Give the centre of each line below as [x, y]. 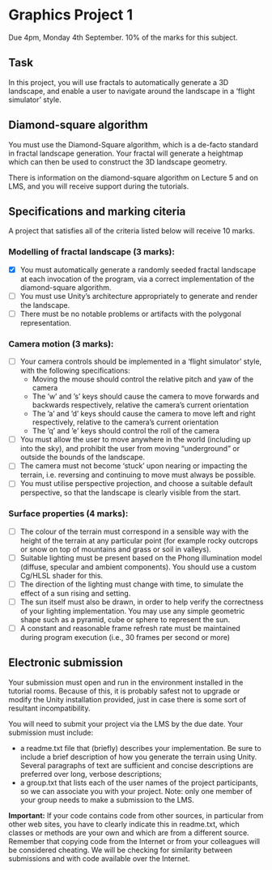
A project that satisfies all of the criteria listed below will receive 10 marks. [132, 231]
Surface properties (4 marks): [68, 514]
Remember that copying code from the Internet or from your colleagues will [134, 841]
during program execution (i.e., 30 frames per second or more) [125, 638]
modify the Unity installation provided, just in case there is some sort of [127, 699]
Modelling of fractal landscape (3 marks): [92, 252]
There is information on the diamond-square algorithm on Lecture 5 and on [134, 177]
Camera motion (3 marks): [61, 343]
